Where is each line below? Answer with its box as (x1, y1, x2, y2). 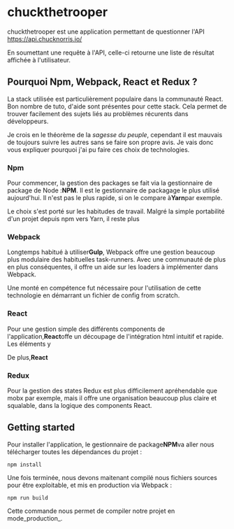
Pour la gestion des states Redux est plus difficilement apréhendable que (7, 386, 218, 395)
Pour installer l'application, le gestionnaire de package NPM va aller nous (7, 440, 214, 449)
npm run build (7, 494, 49, 501)
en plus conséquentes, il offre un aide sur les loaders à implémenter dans (7, 263, 219, 271)
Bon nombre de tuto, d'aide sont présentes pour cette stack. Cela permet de (7, 102, 227, 111)
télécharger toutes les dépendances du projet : (7, 447, 142, 456)
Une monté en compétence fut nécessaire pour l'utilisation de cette (7, 284, 201, 292)
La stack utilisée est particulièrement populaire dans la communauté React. (7, 94, 224, 103)
